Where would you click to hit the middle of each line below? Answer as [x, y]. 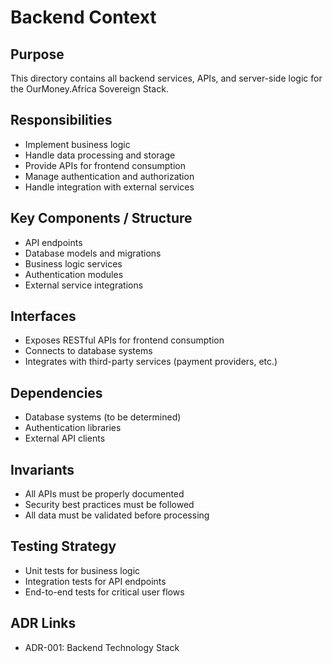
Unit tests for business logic [82, 570]
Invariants [42, 469]
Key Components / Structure [101, 218]
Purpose [37, 54]
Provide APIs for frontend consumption [105, 165]
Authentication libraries [73, 428]
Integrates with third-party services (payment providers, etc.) [151, 362]
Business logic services [73, 263]
